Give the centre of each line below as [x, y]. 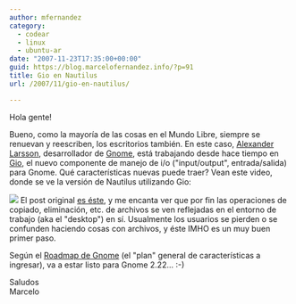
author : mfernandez [46, 17]
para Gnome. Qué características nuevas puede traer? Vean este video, [141, 172]
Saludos [24, 282]
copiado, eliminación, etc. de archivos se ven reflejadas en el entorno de [143, 210]
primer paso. [33, 238]
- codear [34, 34]
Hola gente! [30, 117]
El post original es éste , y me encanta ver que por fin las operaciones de [154, 200]
